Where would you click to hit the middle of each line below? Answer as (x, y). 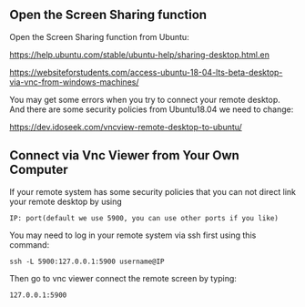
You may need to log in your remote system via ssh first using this (133, 235)
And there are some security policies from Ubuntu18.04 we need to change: (152, 109)
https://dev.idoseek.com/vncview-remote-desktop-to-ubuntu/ (126, 127)
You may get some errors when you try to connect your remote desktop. (145, 99)
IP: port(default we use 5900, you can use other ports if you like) (144, 218)
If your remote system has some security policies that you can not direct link (152, 191)
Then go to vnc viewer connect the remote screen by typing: (123, 278)
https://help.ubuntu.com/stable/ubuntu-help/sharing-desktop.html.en (140, 55)
